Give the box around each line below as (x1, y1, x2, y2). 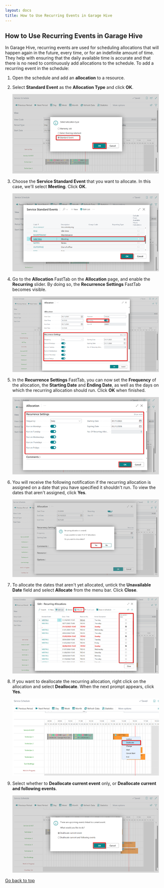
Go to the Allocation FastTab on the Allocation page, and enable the (12, 276, 150, 282)
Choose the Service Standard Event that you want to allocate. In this (12, 178, 151, 184)
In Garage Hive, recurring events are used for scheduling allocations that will (5, 44, 159, 51)
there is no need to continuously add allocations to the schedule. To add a (5, 60, 154, 66)
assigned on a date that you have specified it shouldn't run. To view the (12, 484, 156, 490)
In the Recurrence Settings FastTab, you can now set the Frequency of (12, 377, 157, 383)
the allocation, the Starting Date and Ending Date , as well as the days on (12, 382, 159, 388)
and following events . (12, 785, 57, 791)
